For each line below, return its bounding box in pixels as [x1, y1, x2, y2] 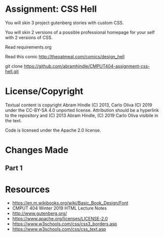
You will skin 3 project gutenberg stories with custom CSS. [5, 20, 124, 26]
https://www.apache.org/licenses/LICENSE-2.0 [12, 216, 108, 222]
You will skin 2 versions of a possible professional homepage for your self [5, 29, 155, 35]
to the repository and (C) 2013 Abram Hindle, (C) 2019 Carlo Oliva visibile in [5, 112, 159, 118]
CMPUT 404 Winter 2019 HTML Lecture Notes [12, 205, 107, 211]
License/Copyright [5, 86, 84, 97]
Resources [5, 184, 50, 195]
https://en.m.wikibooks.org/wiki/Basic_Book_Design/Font [12, 200, 129, 206]
